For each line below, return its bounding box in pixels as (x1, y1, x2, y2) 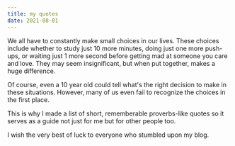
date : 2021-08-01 (7, 17, 59, 24)
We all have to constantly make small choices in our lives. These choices (7, 36, 219, 45)
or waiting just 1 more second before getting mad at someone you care (21, 51, 228, 60)
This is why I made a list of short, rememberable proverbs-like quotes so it (7, 109, 224, 118)
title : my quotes (7, 10, 59, 18)
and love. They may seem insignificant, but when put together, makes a (7, 59, 216, 67)
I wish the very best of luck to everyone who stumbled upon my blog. (7, 130, 210, 139)
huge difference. (7, 67, 56, 75)
